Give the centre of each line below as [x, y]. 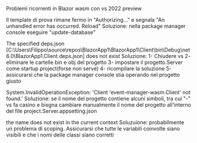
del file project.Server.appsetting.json [51, 111]
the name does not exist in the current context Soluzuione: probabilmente [95, 122]
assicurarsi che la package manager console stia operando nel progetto [93, 75]
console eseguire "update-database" [51, 32]
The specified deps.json [35, 44]
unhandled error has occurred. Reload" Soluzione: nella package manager [96, 26]
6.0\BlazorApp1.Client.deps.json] [46, 56]
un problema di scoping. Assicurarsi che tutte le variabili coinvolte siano [93, 129]
